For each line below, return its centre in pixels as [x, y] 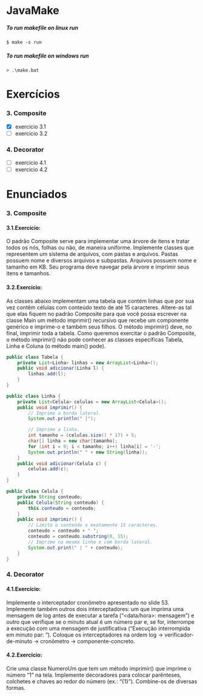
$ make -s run [24, 42]
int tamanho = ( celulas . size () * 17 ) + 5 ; [82, 435]
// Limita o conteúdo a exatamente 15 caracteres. [93, 525]
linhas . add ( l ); [47, 374]
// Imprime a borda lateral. [65, 413]
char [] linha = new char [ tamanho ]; [73, 441]
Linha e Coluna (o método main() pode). [56, 346]
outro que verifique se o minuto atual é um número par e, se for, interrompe [101, 621]
